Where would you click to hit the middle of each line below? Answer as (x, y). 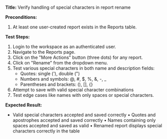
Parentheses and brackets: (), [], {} (56, 84)
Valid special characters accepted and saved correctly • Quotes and (84, 115)
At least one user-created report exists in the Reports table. (75, 27)
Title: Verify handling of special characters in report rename (68, 7)
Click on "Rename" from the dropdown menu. (60, 63)
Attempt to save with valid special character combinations (73, 90)
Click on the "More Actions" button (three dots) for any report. (78, 57)
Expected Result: (24, 105)
